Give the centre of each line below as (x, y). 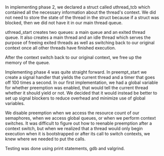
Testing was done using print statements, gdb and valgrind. (65, 148)
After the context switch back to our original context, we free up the (73, 57)
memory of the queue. (28, 63)
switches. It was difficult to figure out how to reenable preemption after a (79, 123)
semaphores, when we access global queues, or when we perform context (81, 118)
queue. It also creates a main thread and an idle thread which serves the (78, 37)
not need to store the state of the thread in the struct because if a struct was (82, 17)
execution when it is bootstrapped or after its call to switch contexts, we (78, 134)
